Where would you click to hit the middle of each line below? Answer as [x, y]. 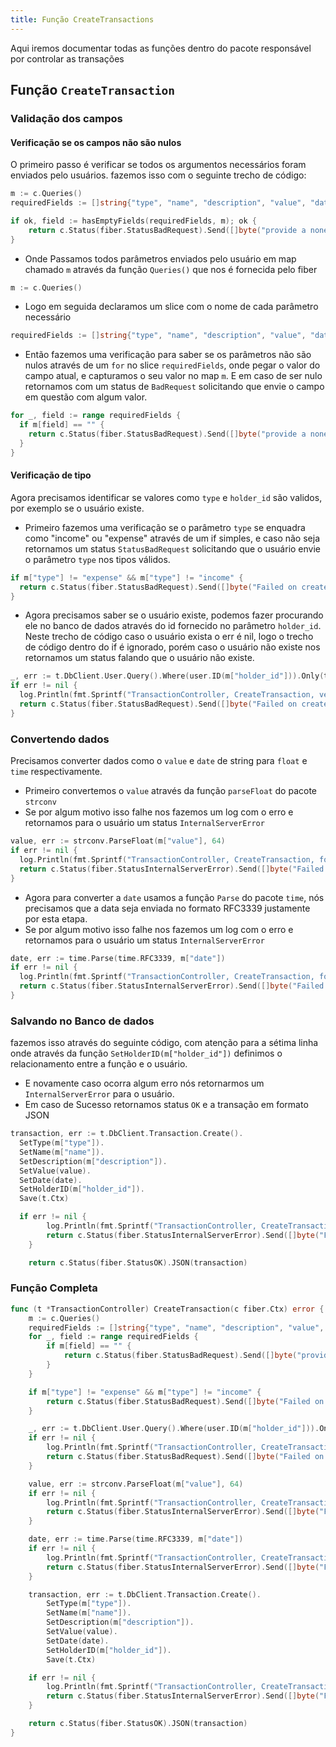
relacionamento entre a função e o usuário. [99, 1064]
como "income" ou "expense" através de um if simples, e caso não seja [172, 538]
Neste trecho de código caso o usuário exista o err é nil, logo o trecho [169, 637]
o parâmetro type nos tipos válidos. [97, 559]
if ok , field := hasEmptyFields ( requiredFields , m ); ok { [133, 221]
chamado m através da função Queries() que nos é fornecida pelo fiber [171, 269]
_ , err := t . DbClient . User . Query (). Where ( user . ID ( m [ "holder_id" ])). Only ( [167, 676]
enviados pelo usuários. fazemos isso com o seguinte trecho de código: [158, 175]
